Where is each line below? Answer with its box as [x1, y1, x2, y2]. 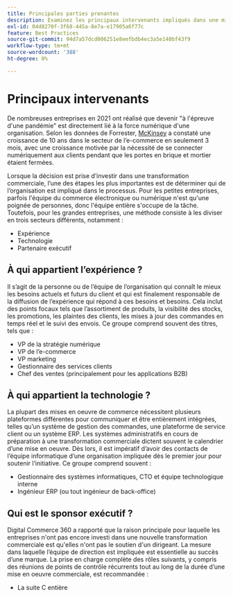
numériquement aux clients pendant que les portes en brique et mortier [7, 150, 212, 159]
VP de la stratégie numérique [17, 340, 101, 348]
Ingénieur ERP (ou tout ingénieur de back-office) [17, 488, 156, 496]
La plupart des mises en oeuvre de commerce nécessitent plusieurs [7, 408, 201, 416]
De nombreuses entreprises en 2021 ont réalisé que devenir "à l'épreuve [7, 114, 214, 122]
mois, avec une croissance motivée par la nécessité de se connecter [7, 143, 203, 152]
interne [17, 480, 38, 488]
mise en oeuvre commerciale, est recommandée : [7, 570, 149, 578]
